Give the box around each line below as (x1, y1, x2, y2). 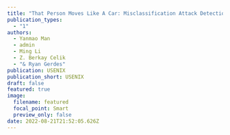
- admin (13, 42, 36, 48)
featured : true (7, 86, 51, 93)
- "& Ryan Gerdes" (13, 61, 66, 67)
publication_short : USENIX (7, 73, 84, 80)
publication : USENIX (7, 67, 66, 74)
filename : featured (13, 99, 69, 106)
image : (7, 93, 26, 100)
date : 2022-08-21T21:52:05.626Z (7, 117, 99, 125)
